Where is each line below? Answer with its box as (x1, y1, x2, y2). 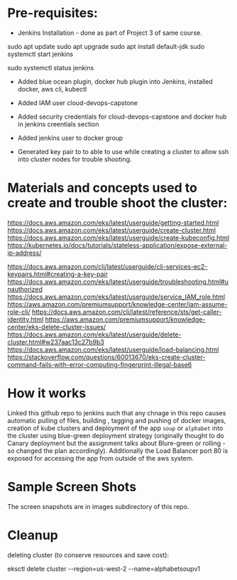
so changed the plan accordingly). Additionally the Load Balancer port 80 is (7, 446, 228, 455)
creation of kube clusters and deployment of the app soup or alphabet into (7, 424, 224, 432)
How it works (7, 385, 87, 402)
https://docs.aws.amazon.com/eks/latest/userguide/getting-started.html (7, 218, 219, 226)
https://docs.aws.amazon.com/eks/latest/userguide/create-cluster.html (7, 226, 216, 234)
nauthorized (7, 285, 43, 293)
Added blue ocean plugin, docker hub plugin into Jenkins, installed (17, 77, 213, 86)
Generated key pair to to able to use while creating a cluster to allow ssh (17, 147, 229, 155)
